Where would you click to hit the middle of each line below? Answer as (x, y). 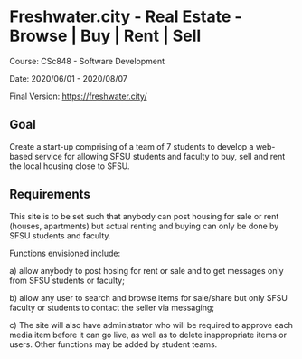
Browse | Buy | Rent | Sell (105, 36)
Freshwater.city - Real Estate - (126, 17)
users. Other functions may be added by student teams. (113, 344)
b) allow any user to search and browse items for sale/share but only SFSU (148, 297)
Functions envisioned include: (65, 253)
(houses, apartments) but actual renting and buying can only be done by (144, 226)
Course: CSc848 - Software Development (87, 61)
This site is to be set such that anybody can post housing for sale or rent (144, 216)
